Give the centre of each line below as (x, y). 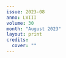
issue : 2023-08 (26, 12)
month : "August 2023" (34, 29)
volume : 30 (20, 23)
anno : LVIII (21, 18)
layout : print (24, 34)
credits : (17, 40)
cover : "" (24, 46)
